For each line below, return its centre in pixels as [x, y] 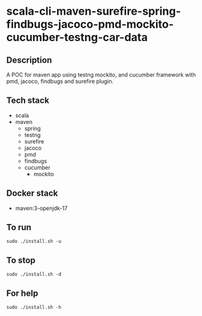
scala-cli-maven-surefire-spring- [94, 11]
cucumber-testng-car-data [77, 37]
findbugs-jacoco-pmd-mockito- [90, 24]
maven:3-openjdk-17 [41, 208]
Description [29, 60]
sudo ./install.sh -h [34, 307]
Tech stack [28, 100]
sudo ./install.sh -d [34, 274]
